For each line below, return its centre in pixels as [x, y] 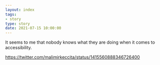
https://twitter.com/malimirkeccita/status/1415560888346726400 [72, 57]
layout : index [20, 10]
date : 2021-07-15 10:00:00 [33, 28]
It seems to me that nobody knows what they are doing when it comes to [80, 42]
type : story [17, 24]
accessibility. [19, 48]
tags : [11, 14]
